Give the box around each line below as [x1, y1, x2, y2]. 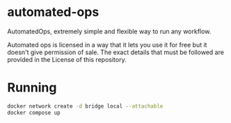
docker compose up [7, 109, 61, 116]
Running [7, 80, 57, 96]
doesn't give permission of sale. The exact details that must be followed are [7, 48, 225, 56]
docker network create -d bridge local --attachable [7, 102, 164, 110]
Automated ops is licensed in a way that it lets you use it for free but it [7, 40, 207, 49]
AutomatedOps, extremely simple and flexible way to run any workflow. [7, 27, 212, 35]
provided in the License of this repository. [7, 55, 127, 63]
